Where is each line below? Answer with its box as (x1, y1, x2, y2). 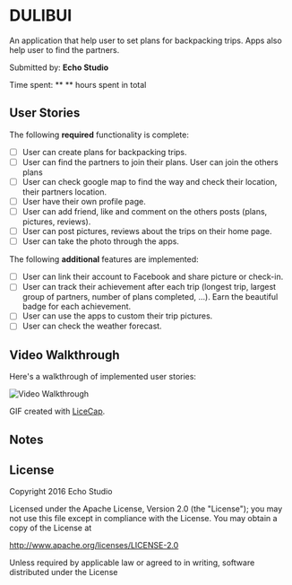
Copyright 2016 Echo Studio (9, 486, 113, 497)
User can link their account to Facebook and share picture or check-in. (21, 271, 284, 283)
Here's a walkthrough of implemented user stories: (9, 371, 197, 382)
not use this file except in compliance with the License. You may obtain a (9, 513, 278, 524)
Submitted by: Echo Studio (9, 62, 109, 73)
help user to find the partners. (9, 44, 120, 55)
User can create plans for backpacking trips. (21, 146, 187, 157)
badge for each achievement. (21, 301, 132, 312)
